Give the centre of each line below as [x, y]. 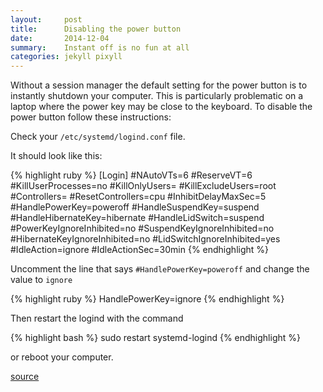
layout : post [46, 19]
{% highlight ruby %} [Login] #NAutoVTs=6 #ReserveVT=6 [131, 175]
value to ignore [41, 280]
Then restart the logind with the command [97, 318]
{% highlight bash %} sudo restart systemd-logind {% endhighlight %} [155, 338]
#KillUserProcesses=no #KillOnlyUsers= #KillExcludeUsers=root [143, 186]
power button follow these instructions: [91, 117]
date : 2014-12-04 [60, 38]
